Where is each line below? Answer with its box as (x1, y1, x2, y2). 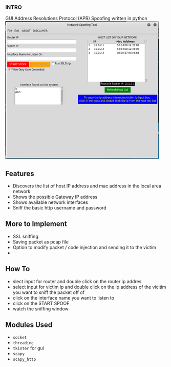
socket (12, 335, 27, 340)
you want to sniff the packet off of (12, 289, 84, 295)
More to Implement (5, 220, 68, 229)
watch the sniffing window (12, 305, 69, 312)
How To (5, 265, 30, 273)
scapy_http (12, 357, 36, 362)
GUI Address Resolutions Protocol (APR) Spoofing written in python (5, 15, 147, 22)
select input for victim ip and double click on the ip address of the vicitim (12, 284, 166, 290)
